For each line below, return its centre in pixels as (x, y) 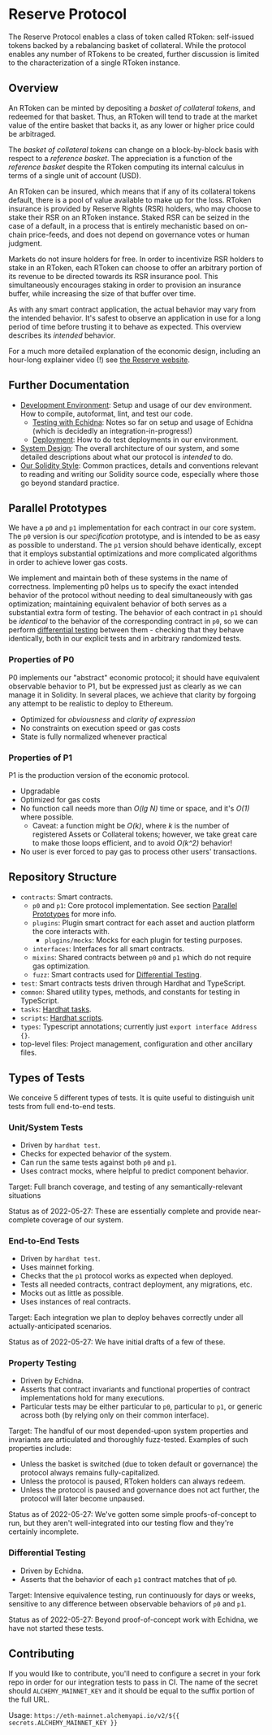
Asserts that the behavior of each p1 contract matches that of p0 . (128, 1579)
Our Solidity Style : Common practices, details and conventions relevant (139, 465)
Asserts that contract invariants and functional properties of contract (135, 1389)
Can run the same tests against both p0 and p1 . (98, 1162)
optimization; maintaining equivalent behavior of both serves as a (118, 604)
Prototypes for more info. (74, 914)
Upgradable (40, 791)
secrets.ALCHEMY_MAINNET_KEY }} (63, 1723)
